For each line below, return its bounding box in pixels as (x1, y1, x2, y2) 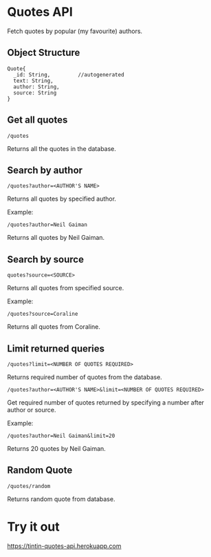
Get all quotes (7, 114, 68, 126)
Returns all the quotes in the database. (7, 144, 117, 152)
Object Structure (7, 47, 80, 59)
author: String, (13, 83, 60, 90)
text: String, (13, 77, 54, 84)
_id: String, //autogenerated (13, 71, 125, 78)
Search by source (7, 253, 85, 265)
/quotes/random (7, 483, 51, 489)
